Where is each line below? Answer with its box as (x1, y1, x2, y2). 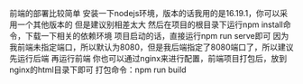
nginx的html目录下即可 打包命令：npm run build (9, 64, 187, 75)
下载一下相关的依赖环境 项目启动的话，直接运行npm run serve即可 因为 (24, 31, 289, 41)
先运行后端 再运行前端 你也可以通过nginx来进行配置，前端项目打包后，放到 (9, 53, 288, 63)
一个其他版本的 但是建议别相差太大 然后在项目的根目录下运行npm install (16, 19, 284, 30)
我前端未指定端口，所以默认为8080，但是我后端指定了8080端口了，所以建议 (9, 42, 294, 52)
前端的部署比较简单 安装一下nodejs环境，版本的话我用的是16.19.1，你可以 (9, 8, 280, 18)
